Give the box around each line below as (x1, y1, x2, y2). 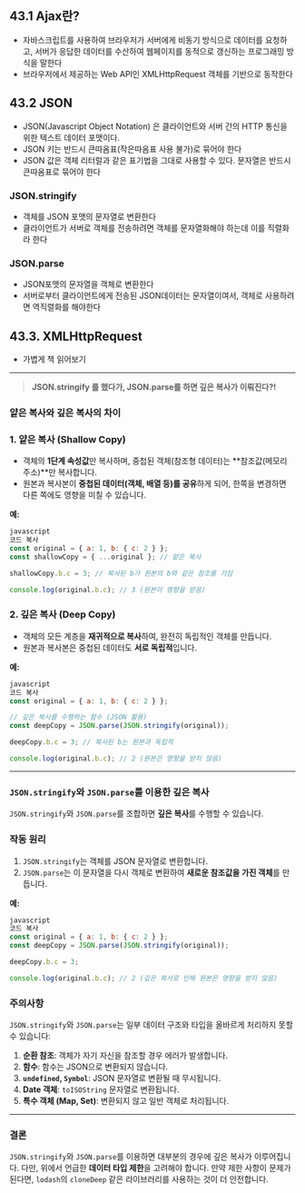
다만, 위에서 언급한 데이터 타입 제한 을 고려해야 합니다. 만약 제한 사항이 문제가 (21, 1162, 292, 1174)
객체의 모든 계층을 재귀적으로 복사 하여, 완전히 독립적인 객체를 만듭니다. (22, 631, 272, 641)
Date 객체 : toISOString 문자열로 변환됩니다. (22, 1084, 180, 1095)
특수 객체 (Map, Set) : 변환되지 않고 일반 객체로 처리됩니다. (22, 1096, 230, 1107)
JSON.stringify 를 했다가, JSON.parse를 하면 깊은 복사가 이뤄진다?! (31, 382, 277, 393)
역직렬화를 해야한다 (32, 302, 102, 313)
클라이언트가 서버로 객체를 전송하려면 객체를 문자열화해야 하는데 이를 (22, 222, 266, 234)
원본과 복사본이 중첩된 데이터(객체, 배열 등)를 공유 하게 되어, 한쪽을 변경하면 (22, 478, 287, 489)
